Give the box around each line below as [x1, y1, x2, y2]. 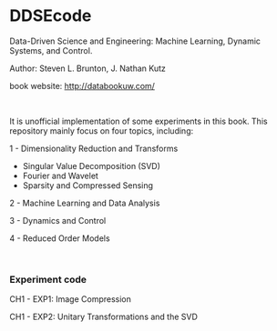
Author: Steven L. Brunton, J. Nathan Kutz [9, 63, 167, 74]
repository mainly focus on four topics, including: [9, 125, 194, 136]
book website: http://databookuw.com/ [9, 80, 155, 91]
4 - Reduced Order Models [9, 233, 111, 244]
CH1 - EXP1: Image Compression [9, 294, 132, 305]
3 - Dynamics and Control [9, 215, 107, 226]
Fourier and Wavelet [22, 170, 98, 181]
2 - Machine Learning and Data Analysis [9, 197, 160, 208]
